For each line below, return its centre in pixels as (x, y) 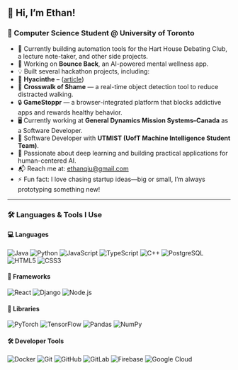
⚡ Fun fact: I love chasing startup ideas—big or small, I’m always (111, 179)
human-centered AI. (47, 161)
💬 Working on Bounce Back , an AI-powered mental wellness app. (113, 64)
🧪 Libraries (24, 308)
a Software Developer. (50, 130)
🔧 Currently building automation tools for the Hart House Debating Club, (123, 48)
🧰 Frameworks (29, 277)
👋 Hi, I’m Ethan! (41, 13)
